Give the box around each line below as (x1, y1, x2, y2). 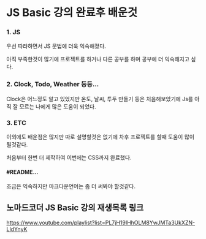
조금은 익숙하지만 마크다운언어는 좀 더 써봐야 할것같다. (6, 183, 136, 190)
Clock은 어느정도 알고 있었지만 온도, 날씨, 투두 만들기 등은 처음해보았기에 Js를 (6, 95, 193, 102)
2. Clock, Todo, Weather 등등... (6, 80, 99, 89)
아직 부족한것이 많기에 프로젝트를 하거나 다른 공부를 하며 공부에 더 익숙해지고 (6, 56, 190, 63)
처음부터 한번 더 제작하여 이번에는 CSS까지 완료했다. (6, 154, 132, 161)
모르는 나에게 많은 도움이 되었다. (19, 102, 96, 110)
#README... (6, 168, 39, 175)
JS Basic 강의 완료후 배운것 (6, 6, 138, 20)
